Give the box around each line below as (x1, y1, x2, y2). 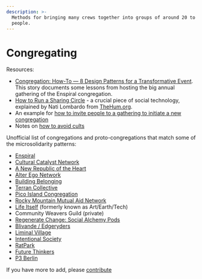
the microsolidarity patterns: (6, 140, 77, 148)
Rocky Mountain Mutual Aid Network (14, 197, 107, 204)
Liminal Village (14, 229, 51, 236)
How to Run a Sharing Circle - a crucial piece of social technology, (14, 97, 180, 104)
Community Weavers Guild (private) (14, 210, 104, 217)
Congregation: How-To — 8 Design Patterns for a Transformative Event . (14, 78, 194, 85)
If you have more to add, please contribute (6, 266, 112, 274)
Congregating (6, 46, 77, 60)
